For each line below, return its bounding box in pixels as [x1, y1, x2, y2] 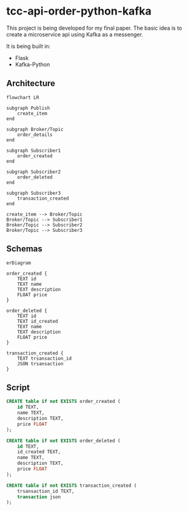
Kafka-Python [15, 61, 50, 68]
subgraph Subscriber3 [6, 190, 61, 196]
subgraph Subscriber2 [6, 169, 61, 175]
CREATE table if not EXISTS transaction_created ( [6, 482, 137, 489]
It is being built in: [6, 42, 51, 50]
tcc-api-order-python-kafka [6, 4, 152, 18]
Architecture [6, 78, 56, 89]
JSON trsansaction [17, 360, 64, 367]
